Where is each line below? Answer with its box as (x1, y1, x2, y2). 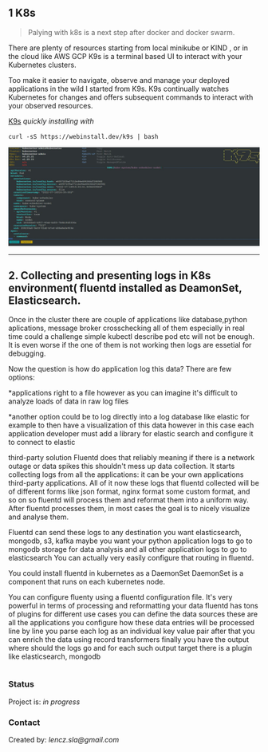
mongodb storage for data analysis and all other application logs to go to (8, 545, 247, 554)
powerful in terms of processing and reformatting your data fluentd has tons (8, 601, 258, 611)
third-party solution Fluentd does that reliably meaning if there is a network (8, 453, 255, 463)
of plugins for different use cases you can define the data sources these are (8, 609, 258, 619)
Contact (8, 717, 41, 728)
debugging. (8, 348, 46, 358)
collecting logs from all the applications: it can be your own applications (8, 470, 244, 479)
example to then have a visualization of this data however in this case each (8, 420, 254, 430)
